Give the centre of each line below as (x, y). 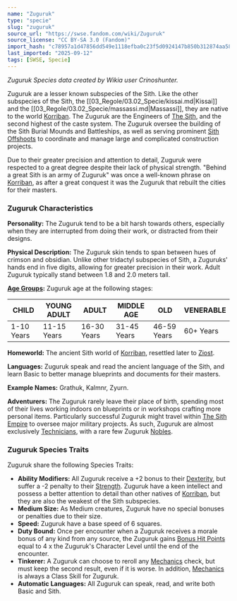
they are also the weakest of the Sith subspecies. (89, 501)
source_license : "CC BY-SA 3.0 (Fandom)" (69, 40)
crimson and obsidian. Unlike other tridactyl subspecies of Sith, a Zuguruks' (117, 260)
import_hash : (26, 47)
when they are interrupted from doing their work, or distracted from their (113, 231)
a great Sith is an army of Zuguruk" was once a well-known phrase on (109, 174)
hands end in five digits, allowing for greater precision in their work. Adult (114, 267)
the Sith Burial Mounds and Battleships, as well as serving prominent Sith (114, 131)
